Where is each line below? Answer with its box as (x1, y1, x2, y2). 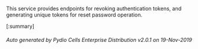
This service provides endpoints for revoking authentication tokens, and (6, 5, 182, 12)
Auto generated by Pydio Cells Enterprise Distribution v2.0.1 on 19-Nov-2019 (6, 36, 193, 43)
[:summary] (6, 23, 34, 30)
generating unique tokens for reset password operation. (6, 11, 143, 18)
